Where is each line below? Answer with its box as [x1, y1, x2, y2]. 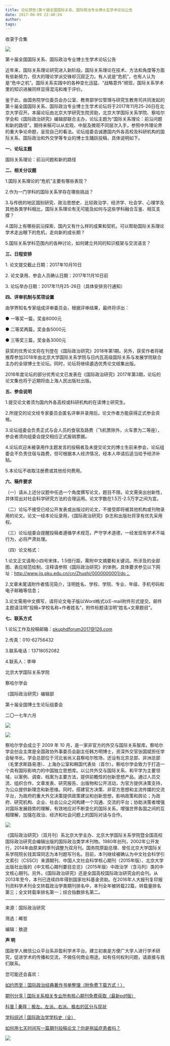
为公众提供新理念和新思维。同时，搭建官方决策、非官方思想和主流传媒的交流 [5, 786, 165, 792]
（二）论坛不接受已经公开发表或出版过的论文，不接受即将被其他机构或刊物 [5, 507, 160, 513]
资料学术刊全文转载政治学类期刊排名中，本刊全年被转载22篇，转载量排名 [9, 883, 162, 889]
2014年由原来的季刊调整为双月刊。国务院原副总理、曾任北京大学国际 [14, 845, 158, 851]
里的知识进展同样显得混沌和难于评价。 [5, 86, 85, 92]
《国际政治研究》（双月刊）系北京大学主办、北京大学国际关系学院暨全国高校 [5, 832, 163, 838]
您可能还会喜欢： [5, 971, 41, 978]
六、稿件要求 [5, 479, 32, 485]
